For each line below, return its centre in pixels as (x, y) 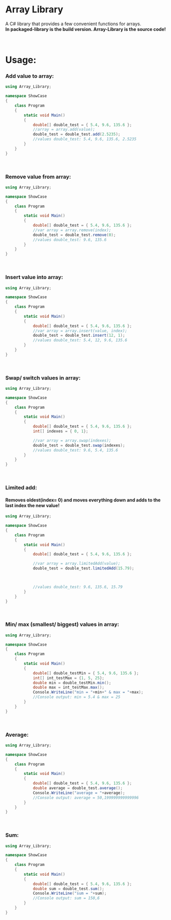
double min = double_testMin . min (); (72, 683)
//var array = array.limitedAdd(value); (77, 564)
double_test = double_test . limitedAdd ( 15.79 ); (83, 568)
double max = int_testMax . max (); (68, 688)
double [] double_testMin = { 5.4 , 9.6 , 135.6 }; (86, 673)
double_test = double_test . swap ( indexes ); (79, 445)
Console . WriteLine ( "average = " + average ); (79, 793)
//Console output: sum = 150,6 (66, 898)
